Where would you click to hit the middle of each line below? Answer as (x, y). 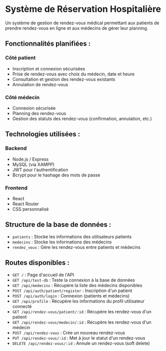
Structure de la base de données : (58, 225)
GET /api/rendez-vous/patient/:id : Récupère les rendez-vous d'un (82, 311)
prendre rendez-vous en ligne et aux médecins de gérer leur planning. (77, 28)
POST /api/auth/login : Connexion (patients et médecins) (71, 295)
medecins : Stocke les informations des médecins (62, 242)
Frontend (16, 188)
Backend (16, 148)
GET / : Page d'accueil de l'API (43, 275)
